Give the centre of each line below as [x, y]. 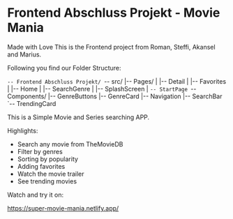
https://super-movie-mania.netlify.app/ [63, 208]
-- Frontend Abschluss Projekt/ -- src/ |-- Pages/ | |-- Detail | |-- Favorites [117, 81]
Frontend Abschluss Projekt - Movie [114, 13]
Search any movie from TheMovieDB [70, 144]
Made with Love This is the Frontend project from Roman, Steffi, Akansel [111, 47]
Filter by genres [40, 151]
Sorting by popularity [48, 159]
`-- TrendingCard [32, 103]
